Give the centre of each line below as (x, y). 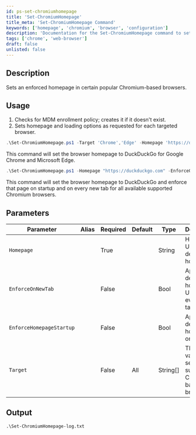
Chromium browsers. (31, 195)
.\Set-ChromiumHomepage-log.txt (45, 426)
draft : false (22, 44)
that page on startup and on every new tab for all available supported (89, 188)
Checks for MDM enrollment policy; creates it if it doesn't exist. (90, 120)
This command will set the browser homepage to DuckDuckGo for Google (95, 154)
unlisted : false (26, 50)
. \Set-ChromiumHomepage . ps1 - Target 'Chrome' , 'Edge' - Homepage (85, 143)
